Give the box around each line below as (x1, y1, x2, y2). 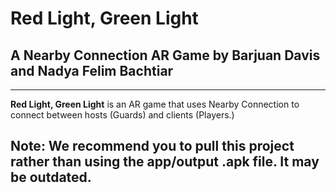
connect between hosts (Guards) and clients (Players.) (10, 109, 235, 121)
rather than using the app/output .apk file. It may (10, 153, 320, 171)
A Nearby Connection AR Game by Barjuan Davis (10, 47, 321, 64)
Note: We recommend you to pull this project (10, 138, 295, 155)
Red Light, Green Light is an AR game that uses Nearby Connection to (10, 98, 300, 110)
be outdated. (10, 169, 92, 186)
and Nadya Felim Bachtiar (10, 62, 174, 79)
